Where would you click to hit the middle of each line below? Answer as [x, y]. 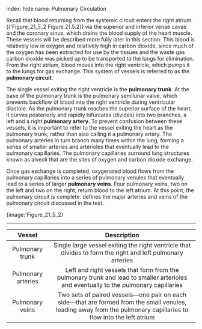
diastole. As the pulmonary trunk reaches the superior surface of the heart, [99, 108]
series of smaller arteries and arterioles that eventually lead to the [88, 147]
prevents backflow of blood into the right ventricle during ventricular [91, 102]
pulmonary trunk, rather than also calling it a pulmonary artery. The [89, 134]
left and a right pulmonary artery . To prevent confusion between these [94, 121]
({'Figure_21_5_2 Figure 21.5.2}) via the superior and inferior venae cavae [96, 27]
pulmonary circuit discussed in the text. [55, 203]
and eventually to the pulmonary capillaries [122, 285]
